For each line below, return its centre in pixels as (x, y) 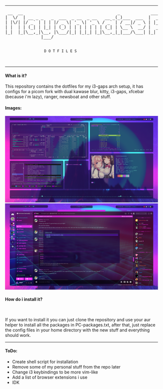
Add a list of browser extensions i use (50, 377)
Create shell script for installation (45, 362)
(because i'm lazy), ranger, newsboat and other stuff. (58, 97)
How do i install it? (24, 299)
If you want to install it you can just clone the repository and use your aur (78, 319)
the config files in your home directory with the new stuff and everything (77, 330)
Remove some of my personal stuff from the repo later (66, 367)
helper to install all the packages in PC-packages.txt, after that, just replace (80, 325)
